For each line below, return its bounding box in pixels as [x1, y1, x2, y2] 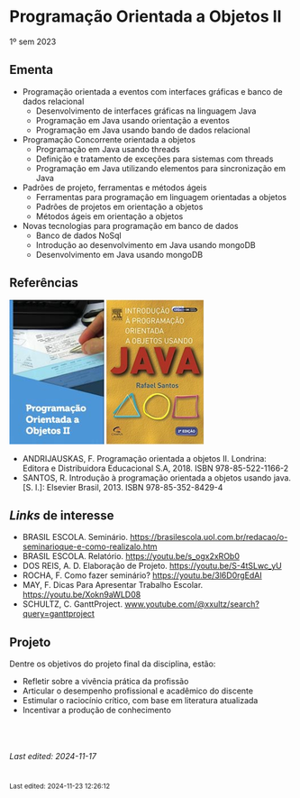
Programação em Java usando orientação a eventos [35, 115, 230, 125]
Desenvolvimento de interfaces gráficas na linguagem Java [35, 105, 257, 116]
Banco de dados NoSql [35, 230, 122, 241]
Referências [9, 275, 79, 290]
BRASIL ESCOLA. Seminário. [22, 532, 129, 543]
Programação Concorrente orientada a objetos [22, 133, 196, 145]
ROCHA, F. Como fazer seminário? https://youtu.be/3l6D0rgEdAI [22, 570, 263, 581]
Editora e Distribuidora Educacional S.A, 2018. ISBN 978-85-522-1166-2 [22, 463, 289, 473]
